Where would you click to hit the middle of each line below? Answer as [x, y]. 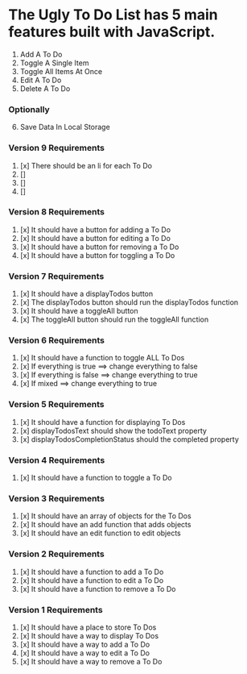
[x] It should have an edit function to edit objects [100, 533]
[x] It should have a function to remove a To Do [98, 589]
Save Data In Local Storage [65, 127]
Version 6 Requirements [56, 340]
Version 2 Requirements [56, 554]
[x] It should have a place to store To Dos [88, 627]
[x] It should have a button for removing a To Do [99, 247]
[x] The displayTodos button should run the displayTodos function [129, 302]
